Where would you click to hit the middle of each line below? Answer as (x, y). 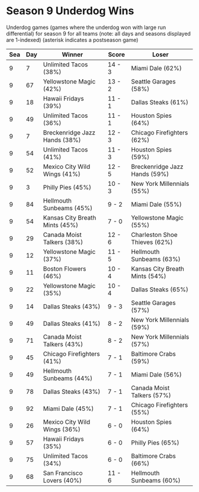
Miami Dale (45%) (68, 409)
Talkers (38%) (63, 242)
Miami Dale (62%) (156, 68)
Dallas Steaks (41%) (72, 323)
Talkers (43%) (63, 344)
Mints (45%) (61, 225)
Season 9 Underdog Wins (70, 11)
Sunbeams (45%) (68, 208)
